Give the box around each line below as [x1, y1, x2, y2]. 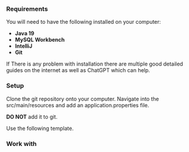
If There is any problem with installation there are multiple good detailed [6, 60, 184, 67]
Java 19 [14, 30, 35, 37]
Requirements [6, 5, 48, 13]
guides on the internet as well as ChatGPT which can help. [6, 67, 151, 74]
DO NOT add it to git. [6, 113, 58, 120]
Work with [6, 139, 37, 148]
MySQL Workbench [14, 36, 65, 44]
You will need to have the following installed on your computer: [6, 18, 161, 26]
